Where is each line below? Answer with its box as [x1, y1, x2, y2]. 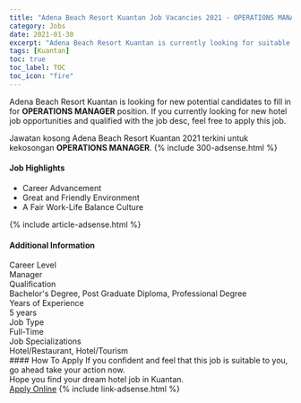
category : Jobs [9, 22, 66, 31]
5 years [9, 307, 38, 319]
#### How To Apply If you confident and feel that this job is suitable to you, [9, 355, 288, 366]
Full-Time [9, 327, 45, 337]
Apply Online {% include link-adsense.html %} [9, 383, 181, 395]
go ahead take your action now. [9, 364, 125, 375]
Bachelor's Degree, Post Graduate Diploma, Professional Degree [9, 288, 247, 299]
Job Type [9, 317, 45, 328]
